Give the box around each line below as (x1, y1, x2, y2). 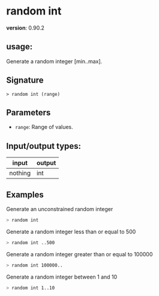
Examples (6, 189, 44, 200)
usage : (6, 42, 33, 52)
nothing (9, 169, 31, 177)
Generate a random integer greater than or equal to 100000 (6, 250, 153, 257)
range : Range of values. (14, 124, 73, 131)
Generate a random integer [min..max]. (6, 57, 103, 65)
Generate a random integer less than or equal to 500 (6, 228, 136, 235)
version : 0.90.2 (6, 24, 45, 31)
